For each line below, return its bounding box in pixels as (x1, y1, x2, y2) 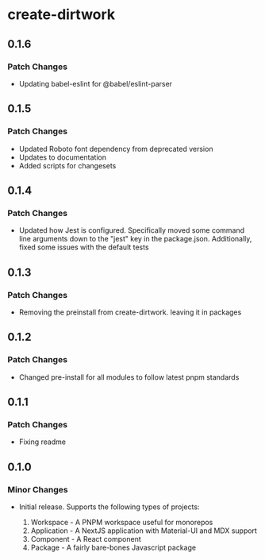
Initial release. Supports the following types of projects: (18, 502, 200, 512)
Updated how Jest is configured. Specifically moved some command (18, 226, 245, 235)
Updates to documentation (18, 153, 107, 162)
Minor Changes (7, 484, 68, 495)
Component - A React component (30, 535, 142, 543)
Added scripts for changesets (18, 160, 117, 170)
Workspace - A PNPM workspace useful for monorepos (30, 518, 213, 527)
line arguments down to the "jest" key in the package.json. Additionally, (18, 234, 252, 244)
